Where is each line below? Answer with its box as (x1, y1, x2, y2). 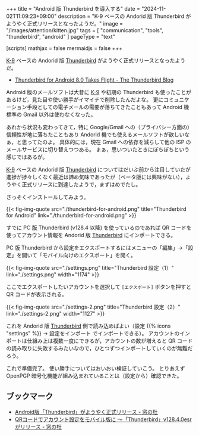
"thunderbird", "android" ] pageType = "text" (6, 33, 116, 40)
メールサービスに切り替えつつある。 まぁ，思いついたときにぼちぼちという (6, 146, 190, 153)
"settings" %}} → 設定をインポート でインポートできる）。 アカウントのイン (6, 330, 190, 337)
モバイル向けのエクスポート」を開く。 (42, 252, 137, 259)
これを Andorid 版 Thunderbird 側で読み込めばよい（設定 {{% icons (6, 322, 171, 329)
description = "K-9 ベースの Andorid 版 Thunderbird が (58, 13, 191, 20)
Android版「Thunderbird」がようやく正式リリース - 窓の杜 (14, 408, 159, 415)
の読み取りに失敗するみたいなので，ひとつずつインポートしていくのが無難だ (6, 345, 193, 351)
